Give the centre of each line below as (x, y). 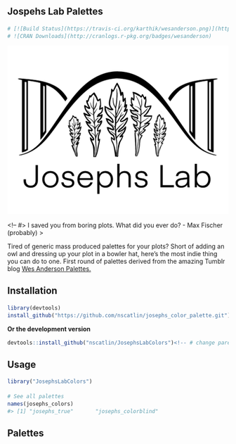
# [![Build (23, 28)
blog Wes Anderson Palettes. (49, 268)
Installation (32, 291)
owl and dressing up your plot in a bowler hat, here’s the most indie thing (112, 253)
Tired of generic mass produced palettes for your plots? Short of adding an (116, 246)
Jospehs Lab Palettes (55, 12)
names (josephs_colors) (40, 404)
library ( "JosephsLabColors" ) (50, 382)
